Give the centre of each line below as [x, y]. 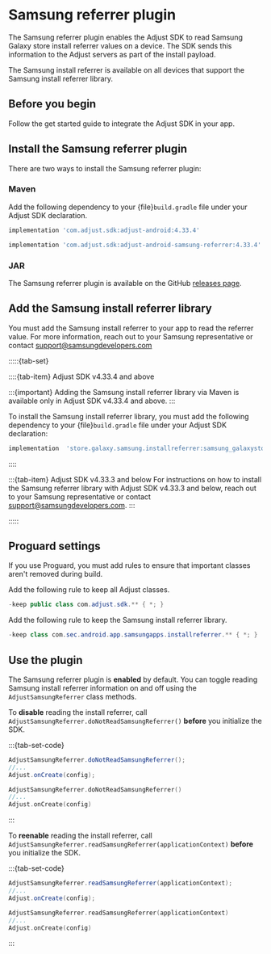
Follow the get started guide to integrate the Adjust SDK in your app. [122, 124]
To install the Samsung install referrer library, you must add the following [129, 416]
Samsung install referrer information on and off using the [103, 687]
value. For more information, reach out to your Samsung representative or [131, 336]
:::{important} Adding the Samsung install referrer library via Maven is [124, 392]
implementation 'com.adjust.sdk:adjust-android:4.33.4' [104, 230]
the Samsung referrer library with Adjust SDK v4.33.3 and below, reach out [132, 488]
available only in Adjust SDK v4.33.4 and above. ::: [92, 401]
